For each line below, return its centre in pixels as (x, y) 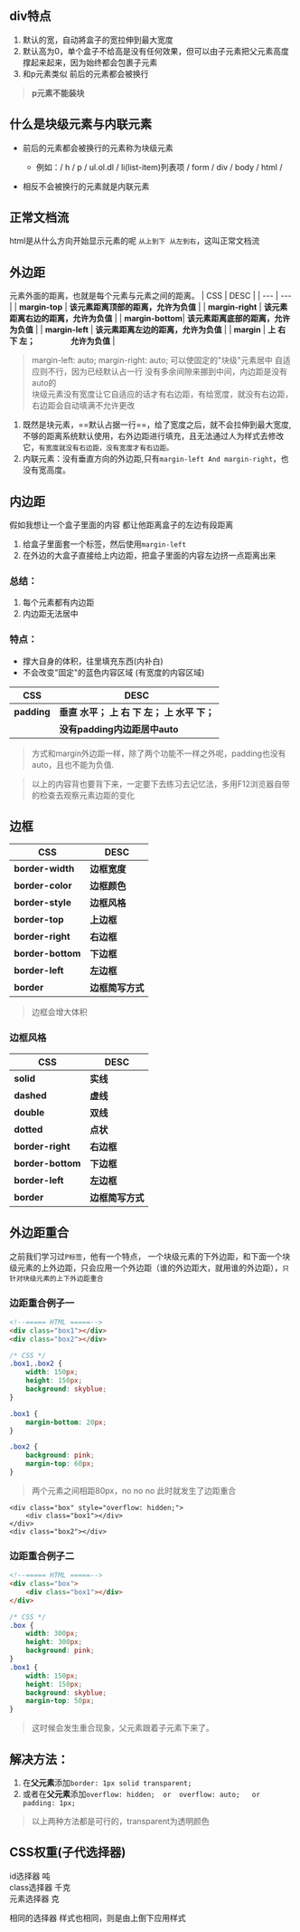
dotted (28, 1129)
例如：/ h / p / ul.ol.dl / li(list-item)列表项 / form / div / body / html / (159, 167)
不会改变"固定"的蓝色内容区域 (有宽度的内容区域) (113, 672)
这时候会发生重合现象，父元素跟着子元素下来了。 (122, 1728)
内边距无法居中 (50, 614)
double (29, 1112)
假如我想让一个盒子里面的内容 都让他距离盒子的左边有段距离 (121, 525)
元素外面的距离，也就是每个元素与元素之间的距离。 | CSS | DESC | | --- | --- (150, 296)
